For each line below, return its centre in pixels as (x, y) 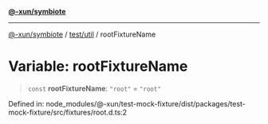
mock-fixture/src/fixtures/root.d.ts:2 (68, 112)
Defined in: (26, 103)
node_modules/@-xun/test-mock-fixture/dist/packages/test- (146, 103)
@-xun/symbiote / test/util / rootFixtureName (82, 34)
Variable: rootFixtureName (98, 66)
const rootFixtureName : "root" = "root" (95, 88)
